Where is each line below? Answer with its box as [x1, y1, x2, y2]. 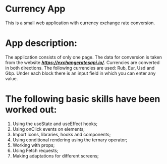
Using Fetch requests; [12, 147, 59, 153]
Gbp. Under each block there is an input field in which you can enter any [5, 70, 156, 76]
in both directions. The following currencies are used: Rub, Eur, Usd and [5, 65, 155, 71]
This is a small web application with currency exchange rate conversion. [5, 20, 155, 26]
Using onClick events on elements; [12, 126, 85, 132]
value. [5, 75, 18, 81]
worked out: [5, 104, 57, 116]
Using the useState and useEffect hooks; [12, 121, 97, 127]
